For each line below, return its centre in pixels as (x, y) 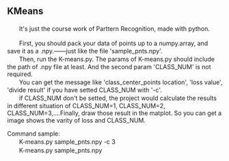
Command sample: (33, 134)
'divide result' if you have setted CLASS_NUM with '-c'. (84, 90)
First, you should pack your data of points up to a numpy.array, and (113, 43)
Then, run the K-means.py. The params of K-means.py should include (117, 59)
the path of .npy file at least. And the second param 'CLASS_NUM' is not (109, 66)
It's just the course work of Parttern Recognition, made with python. (114, 28)
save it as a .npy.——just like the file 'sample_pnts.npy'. (85, 51)
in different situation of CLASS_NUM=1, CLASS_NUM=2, (86, 106)
